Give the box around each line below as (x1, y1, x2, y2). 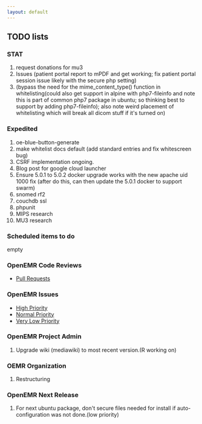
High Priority (15, 304, 48, 311)
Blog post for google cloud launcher (15, 165, 107, 172)
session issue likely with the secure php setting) (15, 77, 137, 84)
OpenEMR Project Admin (7, 332, 82, 341)
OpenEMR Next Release (7, 391, 79, 400)
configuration (15, 411, 50, 418)
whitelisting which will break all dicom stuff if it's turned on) (15, 110, 165, 117)
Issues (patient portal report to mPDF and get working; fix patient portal (15, 70, 196, 78)
